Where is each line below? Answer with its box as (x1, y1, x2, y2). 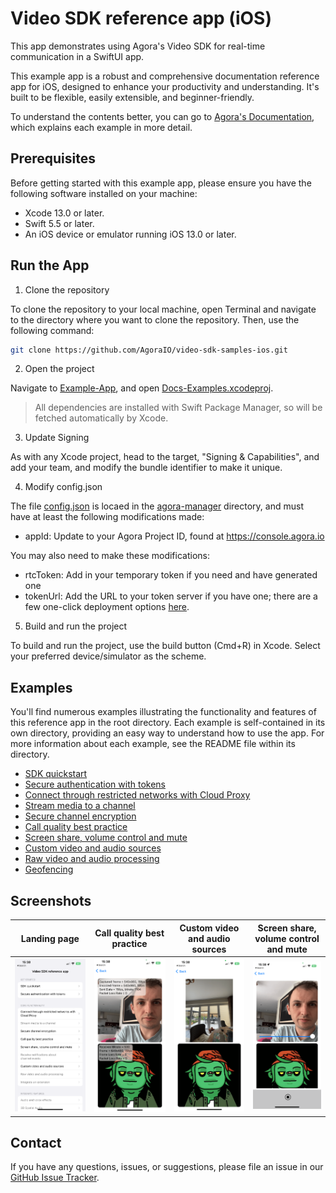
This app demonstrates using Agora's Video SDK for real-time (10, 40, 266, 52)
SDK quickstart (24, 768, 88, 780)
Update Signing (24, 432, 90, 444)
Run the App (10, 257, 90, 274)
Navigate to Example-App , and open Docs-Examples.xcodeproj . (10, 382, 274, 394)
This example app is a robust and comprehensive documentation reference (10, 70, 320, 82)
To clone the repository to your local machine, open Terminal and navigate (10, 303, 317, 315)
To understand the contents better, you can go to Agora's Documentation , (10, 110, 315, 122)
